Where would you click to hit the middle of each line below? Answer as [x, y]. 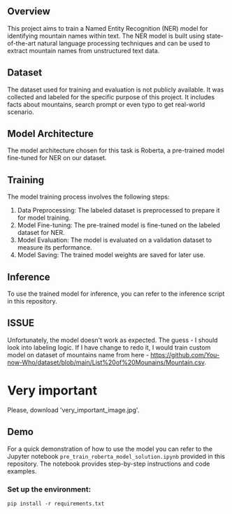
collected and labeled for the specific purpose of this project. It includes [111, 97]
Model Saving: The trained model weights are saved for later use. [111, 255]
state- [215, 36]
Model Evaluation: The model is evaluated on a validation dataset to [114, 240]
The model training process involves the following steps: [88, 197]
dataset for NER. [41, 233]
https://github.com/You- [185, 355]
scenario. [21, 112]
